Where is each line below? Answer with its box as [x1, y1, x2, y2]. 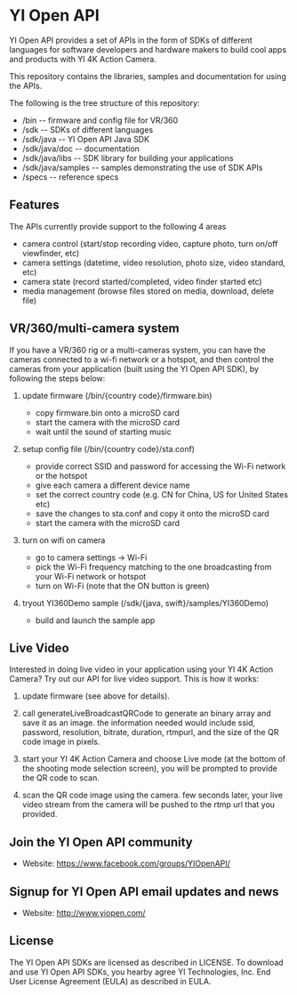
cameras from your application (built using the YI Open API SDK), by [9, 363, 260, 374]
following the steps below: [9, 373, 106, 384]
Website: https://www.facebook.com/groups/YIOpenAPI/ [21, 858, 231, 869]
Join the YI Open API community [9, 834, 193, 850]
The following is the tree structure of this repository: [9, 97, 200, 108]
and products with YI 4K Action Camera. [9, 53, 157, 64]
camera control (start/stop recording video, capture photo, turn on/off [21, 238, 278, 249]
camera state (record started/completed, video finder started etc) [21, 276, 262, 287]
